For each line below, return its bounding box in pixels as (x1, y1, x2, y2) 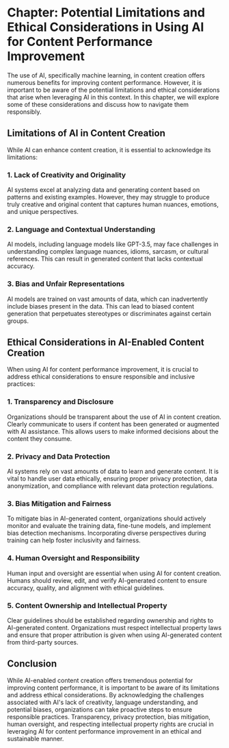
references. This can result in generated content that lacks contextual (7, 255, 203, 263)
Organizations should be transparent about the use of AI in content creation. (7, 413, 221, 421)
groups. (7, 317, 29, 325)
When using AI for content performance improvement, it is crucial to (7, 365, 199, 374)
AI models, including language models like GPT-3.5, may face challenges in (7, 240, 219, 248)
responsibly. (7, 108, 42, 116)
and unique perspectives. (7, 208, 79, 216)
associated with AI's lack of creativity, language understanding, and (7, 698, 198, 706)
